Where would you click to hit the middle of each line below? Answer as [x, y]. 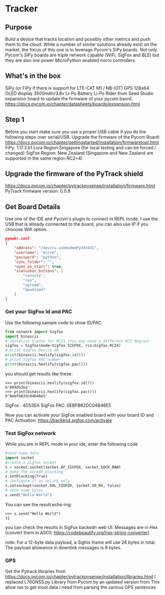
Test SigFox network [31, 433]
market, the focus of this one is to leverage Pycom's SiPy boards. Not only [81, 50]
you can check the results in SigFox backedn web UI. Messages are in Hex [82, 527]
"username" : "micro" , [36, 253]
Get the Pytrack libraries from [36, 572]
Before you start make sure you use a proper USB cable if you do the [76, 132]
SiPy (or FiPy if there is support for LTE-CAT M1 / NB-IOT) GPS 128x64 [77, 88]
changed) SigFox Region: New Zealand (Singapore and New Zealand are [79, 153]
